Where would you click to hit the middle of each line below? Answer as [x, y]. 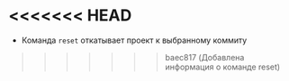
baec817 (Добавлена [205, 57]
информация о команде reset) [223, 67]
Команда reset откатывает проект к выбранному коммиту [134, 40]
